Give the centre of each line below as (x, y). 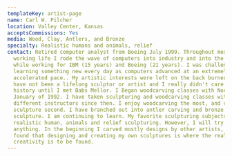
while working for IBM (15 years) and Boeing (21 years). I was (108, 65)
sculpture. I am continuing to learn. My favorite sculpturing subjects (120, 116)
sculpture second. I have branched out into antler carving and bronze (119, 110)
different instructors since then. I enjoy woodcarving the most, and (117, 104)
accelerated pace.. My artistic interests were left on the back (109, 78)
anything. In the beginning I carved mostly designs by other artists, (119, 129)
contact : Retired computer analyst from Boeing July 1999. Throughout (111, 52)
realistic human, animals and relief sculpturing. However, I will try (119, 123)
